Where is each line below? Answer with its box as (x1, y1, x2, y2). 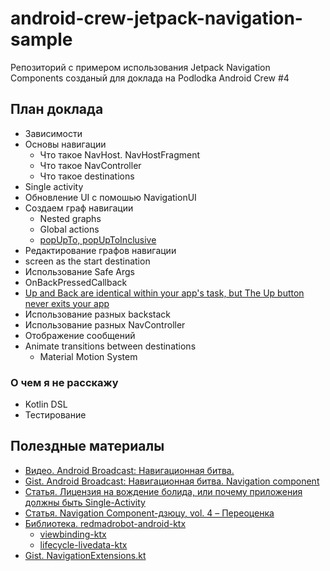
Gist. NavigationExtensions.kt (24, 549, 147, 561)
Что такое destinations (39, 170, 135, 182)
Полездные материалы (10, 438, 165, 455)
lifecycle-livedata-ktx (39, 538, 128, 551)
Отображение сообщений (24, 329, 136, 341)
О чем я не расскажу (10, 375, 119, 389)
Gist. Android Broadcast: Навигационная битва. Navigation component (24, 475, 320, 487)
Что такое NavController (39, 159, 142, 171)
